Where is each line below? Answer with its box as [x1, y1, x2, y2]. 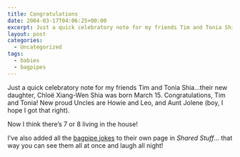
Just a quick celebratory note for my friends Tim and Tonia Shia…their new [7, 83, 228, 91]
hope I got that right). [7, 106, 70, 114]
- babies [14, 57, 40, 64]
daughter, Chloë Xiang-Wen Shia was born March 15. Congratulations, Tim [7, 91, 226, 99]
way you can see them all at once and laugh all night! [7, 141, 164, 150]
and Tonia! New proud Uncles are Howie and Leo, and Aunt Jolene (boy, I [7, 98, 224, 107]
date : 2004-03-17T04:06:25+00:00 [7, 17, 107, 24]
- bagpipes [14, 64, 46, 71]
